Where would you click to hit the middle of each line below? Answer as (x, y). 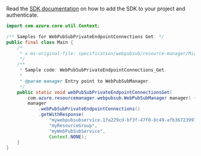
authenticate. (22, 15)
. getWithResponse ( (61, 115)
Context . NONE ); (68, 137)
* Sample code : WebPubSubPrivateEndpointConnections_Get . (93, 70)
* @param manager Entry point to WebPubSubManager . (85, 81)
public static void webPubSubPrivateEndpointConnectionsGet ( (95, 92)
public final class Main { (40, 42)
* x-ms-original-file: (48, 53)
